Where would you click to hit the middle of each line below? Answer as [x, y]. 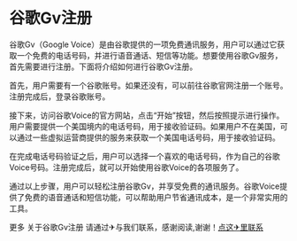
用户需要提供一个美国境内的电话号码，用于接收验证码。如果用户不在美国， [145, 126]
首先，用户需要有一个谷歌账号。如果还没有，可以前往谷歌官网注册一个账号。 [148, 85]
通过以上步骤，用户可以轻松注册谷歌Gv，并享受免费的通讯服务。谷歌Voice [145, 186]
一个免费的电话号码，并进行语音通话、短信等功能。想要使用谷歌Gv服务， [149, 55]
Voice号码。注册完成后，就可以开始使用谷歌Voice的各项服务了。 [126, 167]
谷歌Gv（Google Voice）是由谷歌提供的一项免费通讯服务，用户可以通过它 [143, 44]
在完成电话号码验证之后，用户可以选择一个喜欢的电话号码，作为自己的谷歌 [145, 156]
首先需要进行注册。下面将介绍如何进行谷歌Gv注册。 [103, 66]
